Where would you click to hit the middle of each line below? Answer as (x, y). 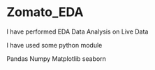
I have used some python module (54, 45)
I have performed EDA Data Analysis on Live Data (77, 31)
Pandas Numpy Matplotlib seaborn (56, 58)
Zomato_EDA (45, 12)
